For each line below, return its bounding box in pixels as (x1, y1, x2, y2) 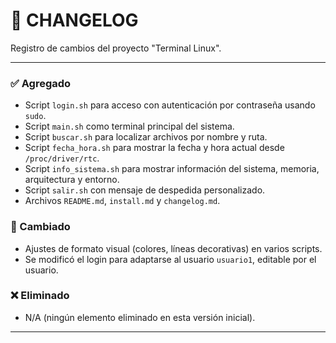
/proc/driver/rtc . (24, 152, 100, 164)
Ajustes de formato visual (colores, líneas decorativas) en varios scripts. (24, 242, 323, 254)
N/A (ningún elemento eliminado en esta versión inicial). (24, 311, 256, 323)
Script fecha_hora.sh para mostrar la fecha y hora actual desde (24, 142, 285, 154)
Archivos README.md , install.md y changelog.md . (24, 195, 221, 207)
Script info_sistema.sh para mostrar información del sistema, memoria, (24, 163, 320, 175)
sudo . (24, 110, 47, 122)
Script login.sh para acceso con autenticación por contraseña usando (24, 99, 316, 111)
